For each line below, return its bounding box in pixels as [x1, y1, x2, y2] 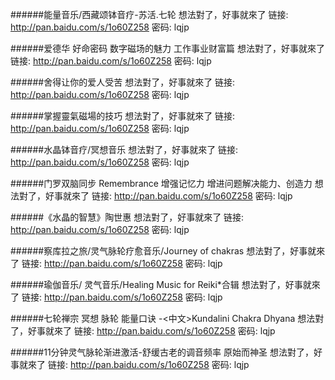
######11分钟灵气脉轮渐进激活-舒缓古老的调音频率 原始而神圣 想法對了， [10, 346, 314, 358]
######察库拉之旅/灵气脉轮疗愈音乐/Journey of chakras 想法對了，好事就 [10, 245, 317, 257]
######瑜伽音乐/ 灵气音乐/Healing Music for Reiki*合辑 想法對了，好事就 [10, 279, 312, 290]
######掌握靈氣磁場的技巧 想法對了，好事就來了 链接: [10, 110, 236, 122]
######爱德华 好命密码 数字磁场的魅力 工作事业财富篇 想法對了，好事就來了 [10, 43, 325, 54]
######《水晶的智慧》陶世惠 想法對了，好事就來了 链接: [10, 211, 245, 223]
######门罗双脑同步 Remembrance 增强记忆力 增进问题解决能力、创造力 [10, 178, 313, 189]
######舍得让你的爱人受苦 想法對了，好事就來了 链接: [10, 76, 236, 88]
